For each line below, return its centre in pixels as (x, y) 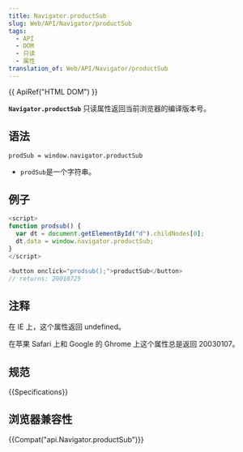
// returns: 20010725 (45, 279)
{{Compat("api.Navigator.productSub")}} (76, 439)
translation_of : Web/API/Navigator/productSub (88, 69)
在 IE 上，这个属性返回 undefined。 (67, 327)
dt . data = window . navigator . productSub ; (85, 241)
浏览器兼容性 (40, 419)
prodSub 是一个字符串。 (58, 172)
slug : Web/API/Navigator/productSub (70, 23)
